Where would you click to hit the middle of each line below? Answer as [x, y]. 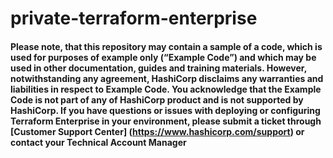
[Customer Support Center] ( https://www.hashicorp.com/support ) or [157, 131]
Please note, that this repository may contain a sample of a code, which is [166, 46]
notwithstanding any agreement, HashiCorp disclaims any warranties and [167, 78]
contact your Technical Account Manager [98, 142]
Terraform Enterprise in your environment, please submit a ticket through [166, 121]
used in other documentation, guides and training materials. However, [158, 68]
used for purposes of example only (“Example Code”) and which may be [163, 57]
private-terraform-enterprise [134, 18]
